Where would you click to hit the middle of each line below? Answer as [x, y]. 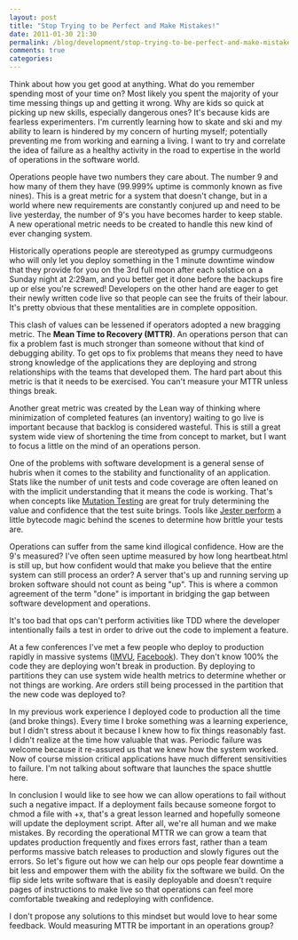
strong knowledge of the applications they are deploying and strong [133, 362]
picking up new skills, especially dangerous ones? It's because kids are [140, 112]
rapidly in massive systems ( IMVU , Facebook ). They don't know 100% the [144, 656]
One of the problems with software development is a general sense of [137, 463]
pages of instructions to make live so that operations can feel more [131, 889]
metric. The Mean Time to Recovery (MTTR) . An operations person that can [149, 334]
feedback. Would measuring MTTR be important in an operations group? [141, 925]
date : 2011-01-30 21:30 [53, 34]
